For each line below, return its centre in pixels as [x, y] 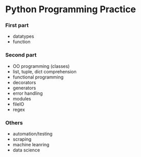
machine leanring [31, 145]
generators [24, 88]
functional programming [38, 77]
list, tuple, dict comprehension [44, 71]
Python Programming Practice [71, 9]
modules [22, 98]
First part [17, 25]
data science [26, 150]
